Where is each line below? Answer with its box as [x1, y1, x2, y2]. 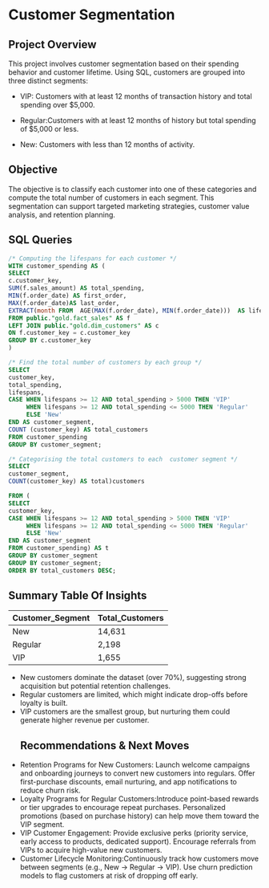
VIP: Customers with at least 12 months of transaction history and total [19, 92, 252, 101]
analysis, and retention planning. [8, 210, 116, 219]
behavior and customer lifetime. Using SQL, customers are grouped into [8, 67, 246, 77]
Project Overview [8, 38, 97, 51]
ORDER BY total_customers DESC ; [8, 566, 116, 575]
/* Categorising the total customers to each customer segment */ [8, 455, 239, 463]
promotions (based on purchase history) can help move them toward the [19, 811, 259, 821]
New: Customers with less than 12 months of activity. [19, 140, 195, 149]
